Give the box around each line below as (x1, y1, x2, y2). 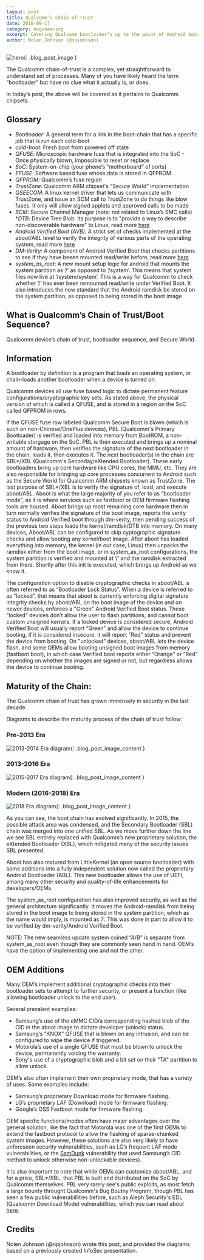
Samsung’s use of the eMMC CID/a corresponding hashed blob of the (15, 1017, 189, 1024)
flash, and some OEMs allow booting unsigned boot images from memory (6, 644, 190, 651)
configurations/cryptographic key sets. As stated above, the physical (6, 394, 179, 402)
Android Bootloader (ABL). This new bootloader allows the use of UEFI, (6, 872, 184, 879)
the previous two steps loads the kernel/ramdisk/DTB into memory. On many (6, 522, 197, 530)
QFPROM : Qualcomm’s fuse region (15, 176, 102, 183)
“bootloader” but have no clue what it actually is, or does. (6, 79, 150, 86)
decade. (6, 704, 27, 711)
